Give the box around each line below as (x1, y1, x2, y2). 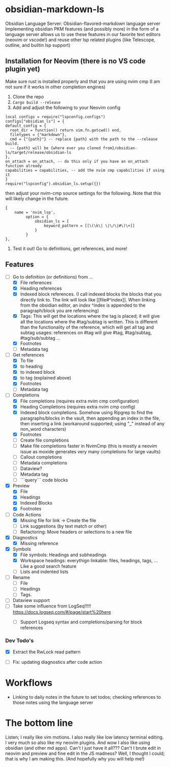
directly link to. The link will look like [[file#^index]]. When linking (20, 296, 156, 303)
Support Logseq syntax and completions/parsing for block (20, 619, 143, 625)
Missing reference (20, 540, 58, 546)
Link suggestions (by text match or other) (20, 523, 107, 529)
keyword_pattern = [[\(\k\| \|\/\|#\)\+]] (44, 223, 135, 228)
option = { (25, 214, 49, 220)
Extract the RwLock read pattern (12, 648, 81, 655)
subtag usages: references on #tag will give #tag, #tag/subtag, (20, 330, 152, 336)
